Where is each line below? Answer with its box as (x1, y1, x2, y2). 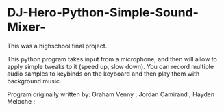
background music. (7, 76, 62, 85)
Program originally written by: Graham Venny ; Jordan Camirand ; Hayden (7, 90, 214, 98)
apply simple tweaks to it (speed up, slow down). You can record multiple (7, 62, 214, 70)
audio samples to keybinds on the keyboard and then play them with (7, 70, 200, 78)
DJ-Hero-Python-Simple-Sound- (7, 5, 199, 20)
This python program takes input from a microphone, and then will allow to (7, 55, 217, 63)
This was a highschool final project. (7, 42, 108, 50)
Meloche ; (7, 97, 36, 105)
